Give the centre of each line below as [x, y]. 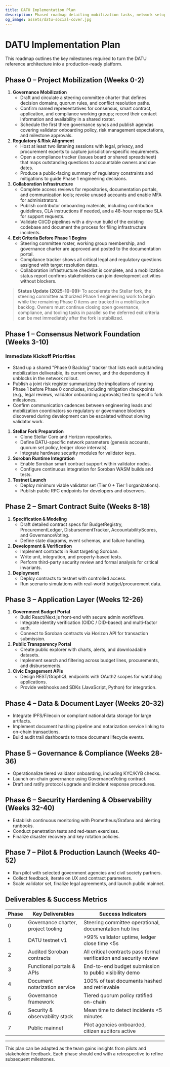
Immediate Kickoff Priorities [40, 356]
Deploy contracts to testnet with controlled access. [73, 578]
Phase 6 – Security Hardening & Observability [79, 800]
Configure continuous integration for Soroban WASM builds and [87, 469]
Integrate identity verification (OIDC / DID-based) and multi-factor [89, 622]
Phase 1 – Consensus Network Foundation [73, 334]
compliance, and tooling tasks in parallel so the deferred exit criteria [89, 312]
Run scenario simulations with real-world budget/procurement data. [91, 584]
